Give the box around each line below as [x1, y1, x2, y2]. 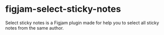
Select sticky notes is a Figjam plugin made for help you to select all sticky [5, 20, 159, 26]
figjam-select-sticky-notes [5, 3, 121, 15]
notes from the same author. [5, 25, 64, 31]
